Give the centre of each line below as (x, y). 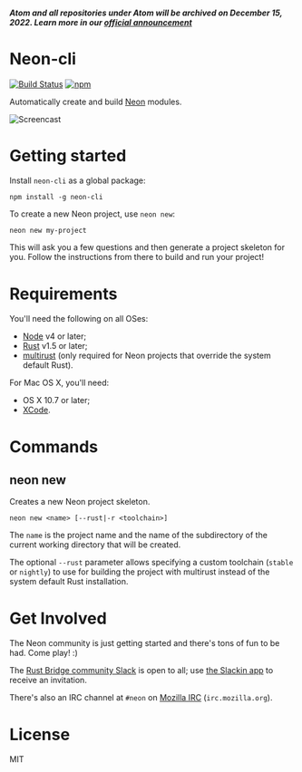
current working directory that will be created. (95, 545)
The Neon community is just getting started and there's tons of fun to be (145, 643)
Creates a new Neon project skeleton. (80, 502)
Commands (54, 446)
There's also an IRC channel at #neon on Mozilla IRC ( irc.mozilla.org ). (141, 698)
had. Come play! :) (44, 653)
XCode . (37, 410)
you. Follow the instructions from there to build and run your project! (137, 257)
